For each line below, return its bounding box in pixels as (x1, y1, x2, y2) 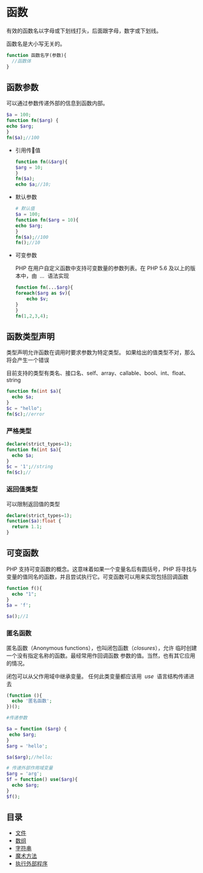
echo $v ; (26, 296, 49, 302)
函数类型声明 (6, 331, 55, 342)
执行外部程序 (15, 860, 48, 867)
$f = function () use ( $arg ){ (6, 776, 78, 783)
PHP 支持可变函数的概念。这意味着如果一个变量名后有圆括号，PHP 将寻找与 (6, 565, 197, 573)
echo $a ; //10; (15, 181, 51, 187)
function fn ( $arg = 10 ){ (15, 217, 79, 223)
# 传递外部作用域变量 (6, 765, 53, 771)
